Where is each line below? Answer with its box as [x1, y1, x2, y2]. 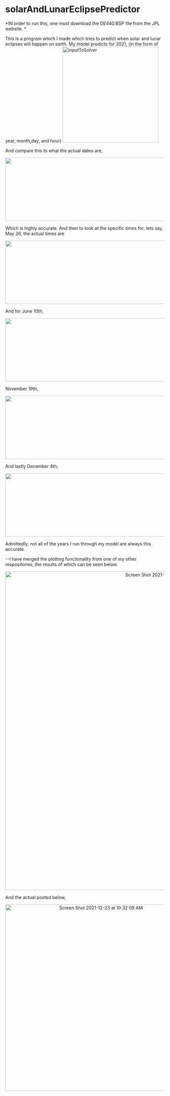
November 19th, [5, 385, 39, 392]
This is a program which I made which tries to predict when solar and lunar [5, 35, 161, 42]
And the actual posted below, [5, 894, 66, 900]
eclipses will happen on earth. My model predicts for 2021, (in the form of [5, 41, 158, 47]
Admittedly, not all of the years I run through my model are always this [5, 540, 151, 546]
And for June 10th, [5, 308, 44, 314]
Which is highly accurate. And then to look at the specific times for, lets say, [5, 225, 163, 231]
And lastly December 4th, [5, 463, 59, 469]
